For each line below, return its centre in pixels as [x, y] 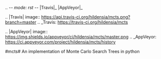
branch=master [21, 22]
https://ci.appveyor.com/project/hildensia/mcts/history [60, 42]
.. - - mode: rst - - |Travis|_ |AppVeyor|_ [44, 8]
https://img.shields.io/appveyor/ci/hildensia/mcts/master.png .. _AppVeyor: [81, 37]
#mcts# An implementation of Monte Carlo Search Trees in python [72, 51]
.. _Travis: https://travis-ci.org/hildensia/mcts [82, 22]
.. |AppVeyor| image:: [26, 31]
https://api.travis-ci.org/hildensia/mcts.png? [86, 17]
